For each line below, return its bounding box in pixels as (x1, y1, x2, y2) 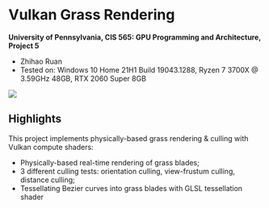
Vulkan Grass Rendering (8, 6, 175, 24)
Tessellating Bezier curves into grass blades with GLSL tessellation (19, 183, 243, 193)
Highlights (8, 112, 62, 126)
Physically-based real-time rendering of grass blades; (19, 157, 200, 167)
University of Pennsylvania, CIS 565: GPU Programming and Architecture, (8, 32, 261, 42)
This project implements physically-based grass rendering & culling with (8, 133, 249, 143)
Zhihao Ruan (19, 56, 63, 66)
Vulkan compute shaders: (8, 142, 95, 152)
